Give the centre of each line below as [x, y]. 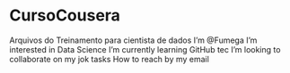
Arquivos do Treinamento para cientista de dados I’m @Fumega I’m [133, 40]
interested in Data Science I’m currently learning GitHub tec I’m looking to [145, 49]
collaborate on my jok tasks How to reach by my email [109, 59]
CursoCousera [65, 16]
